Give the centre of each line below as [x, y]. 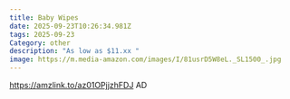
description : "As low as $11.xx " [75, 51]
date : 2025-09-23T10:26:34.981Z [70, 26]
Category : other [40, 43]
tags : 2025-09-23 [42, 34]
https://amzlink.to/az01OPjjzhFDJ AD [78, 85]
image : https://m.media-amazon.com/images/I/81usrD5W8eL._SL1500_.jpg [145, 59]
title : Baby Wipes [44, 18]
